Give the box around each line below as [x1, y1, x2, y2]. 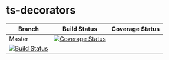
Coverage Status [111, 25, 160, 33]
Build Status [62, 25, 98, 33]
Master [9, 35, 29, 43]
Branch [18, 25, 39, 33]
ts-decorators [6, 4, 76, 17]
